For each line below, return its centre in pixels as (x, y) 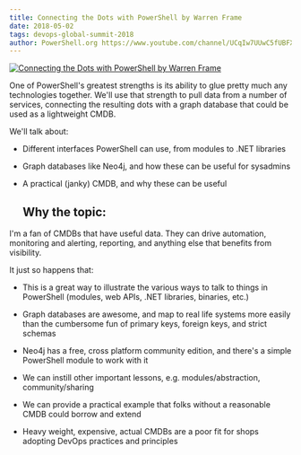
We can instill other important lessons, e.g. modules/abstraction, (141, 378)
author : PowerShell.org (54, 43)
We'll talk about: (39, 132)
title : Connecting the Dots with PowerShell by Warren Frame (126, 17)
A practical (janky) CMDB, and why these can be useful (125, 184)
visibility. (26, 253)
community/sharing (58, 388)
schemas (39, 334)
